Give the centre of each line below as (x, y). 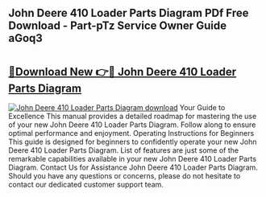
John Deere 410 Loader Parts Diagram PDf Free (129, 13)
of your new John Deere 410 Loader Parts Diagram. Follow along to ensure (132, 125)
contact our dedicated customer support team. (86, 185)
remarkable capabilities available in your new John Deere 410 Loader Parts (132, 159)
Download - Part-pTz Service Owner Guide (118, 26)
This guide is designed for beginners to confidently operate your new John (133, 142)
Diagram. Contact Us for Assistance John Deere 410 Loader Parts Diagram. (133, 167)
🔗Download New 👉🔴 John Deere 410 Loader (123, 72)
